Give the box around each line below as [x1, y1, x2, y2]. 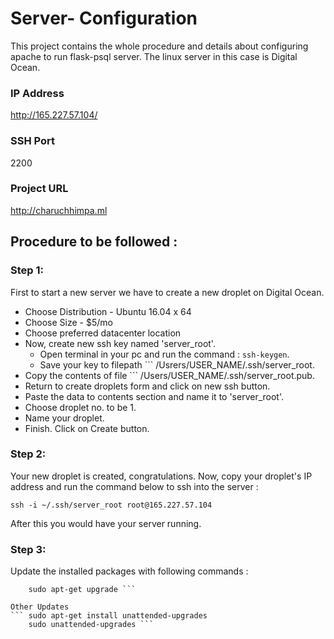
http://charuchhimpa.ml [10, 204, 108, 216]
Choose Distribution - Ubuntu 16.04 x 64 [24, 305, 192, 317]
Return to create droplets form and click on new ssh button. [24, 380, 271, 392]
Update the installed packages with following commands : [10, 565, 249, 577]
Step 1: [10, 263, 44, 277]
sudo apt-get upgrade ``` [28, 585, 137, 595]
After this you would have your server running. [10, 517, 202, 529]
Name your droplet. [24, 412, 105, 424]
